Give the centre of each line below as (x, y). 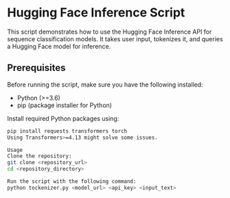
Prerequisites (36, 68)
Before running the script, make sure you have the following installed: (105, 85)
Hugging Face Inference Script (96, 13)
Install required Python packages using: (63, 118)
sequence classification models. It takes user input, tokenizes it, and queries (115, 38)
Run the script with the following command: (72, 181)
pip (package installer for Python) (64, 105)
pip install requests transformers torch (67, 131)
